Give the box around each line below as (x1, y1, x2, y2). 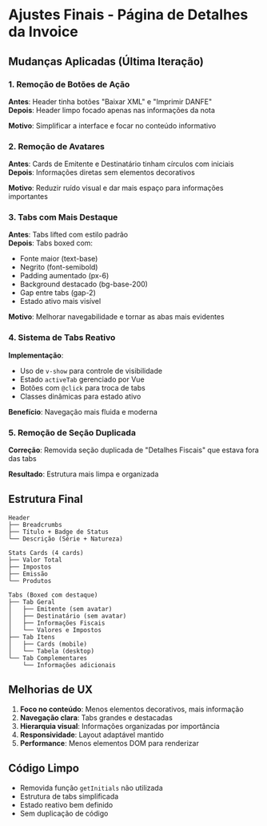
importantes (8, 192, 48, 201)
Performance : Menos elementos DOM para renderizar (19, 738, 200, 747)
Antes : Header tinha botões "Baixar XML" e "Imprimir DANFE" (8, 96, 213, 106)
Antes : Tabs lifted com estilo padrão (8, 230, 129, 240)
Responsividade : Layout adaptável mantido (19, 730, 164, 739)
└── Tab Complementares (8, 654, 88, 662)
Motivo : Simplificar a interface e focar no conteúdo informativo (8, 120, 217, 130)
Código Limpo (8, 762, 80, 775)
